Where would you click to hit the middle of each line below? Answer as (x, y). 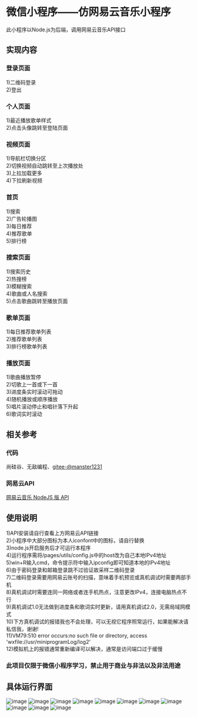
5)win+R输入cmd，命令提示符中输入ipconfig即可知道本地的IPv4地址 (89, 563)
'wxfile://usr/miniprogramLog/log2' (49, 642)
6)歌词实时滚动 (24, 414)
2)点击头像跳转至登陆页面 (37, 127)
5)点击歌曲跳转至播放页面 (37, 301)
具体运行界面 (29, 687)
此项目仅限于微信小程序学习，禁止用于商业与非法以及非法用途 (94, 666)
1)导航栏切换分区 (26, 158)
